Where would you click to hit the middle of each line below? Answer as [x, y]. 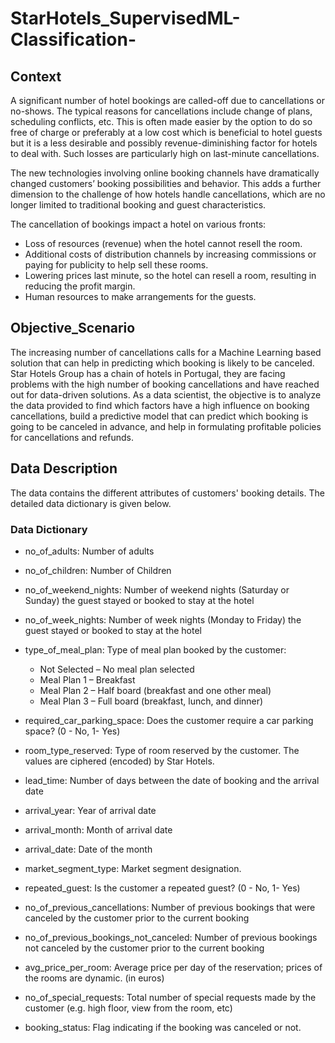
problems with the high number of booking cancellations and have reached [165, 384]
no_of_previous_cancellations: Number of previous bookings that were [170, 907]
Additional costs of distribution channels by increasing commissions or [170, 254]
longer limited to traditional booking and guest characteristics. [138, 205]
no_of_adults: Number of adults [89, 551]
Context [36, 76]
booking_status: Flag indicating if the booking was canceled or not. [163, 1027]
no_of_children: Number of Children [98, 570]
